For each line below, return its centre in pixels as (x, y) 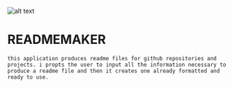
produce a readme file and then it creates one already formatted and (114, 71)
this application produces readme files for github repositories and (112, 58)
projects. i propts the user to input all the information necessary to (117, 65)
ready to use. (28, 77)
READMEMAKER (57, 40)
